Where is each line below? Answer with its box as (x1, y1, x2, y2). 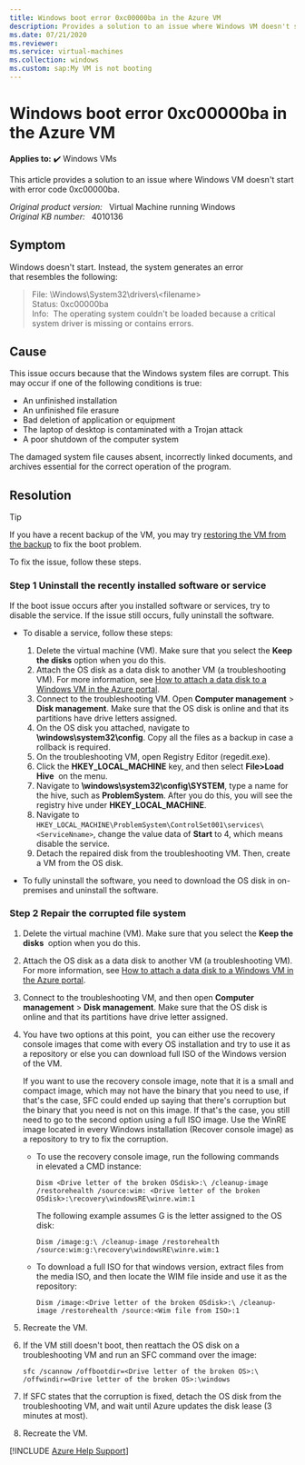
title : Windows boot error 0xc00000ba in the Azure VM (9, 13, 221, 23)
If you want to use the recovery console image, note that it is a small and (22, 1075, 294, 1086)
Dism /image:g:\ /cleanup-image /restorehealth (35, 1237, 220, 1246)
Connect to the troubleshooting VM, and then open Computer (22, 992, 254, 1002)
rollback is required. (35, 742, 111, 752)
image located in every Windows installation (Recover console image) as (22, 1123, 294, 1134)
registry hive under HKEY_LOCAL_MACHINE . (35, 799, 207, 810)
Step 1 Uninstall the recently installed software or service (9, 579, 267, 592)
